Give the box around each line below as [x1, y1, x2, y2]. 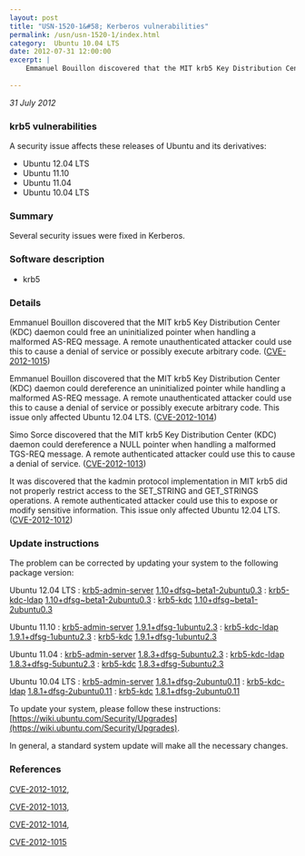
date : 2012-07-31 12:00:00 [9, 47, 112, 56]
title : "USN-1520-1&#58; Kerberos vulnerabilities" [9, 22, 209, 31]
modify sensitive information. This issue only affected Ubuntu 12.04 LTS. [9, 505, 280, 516]
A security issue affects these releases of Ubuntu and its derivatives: [9, 141, 267, 152]
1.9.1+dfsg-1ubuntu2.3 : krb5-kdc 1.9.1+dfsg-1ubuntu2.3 [9, 632, 218, 643]
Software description [9, 253, 105, 266]
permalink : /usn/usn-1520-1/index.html [9, 30, 161, 39]
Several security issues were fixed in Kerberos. [9, 231, 186, 241]
